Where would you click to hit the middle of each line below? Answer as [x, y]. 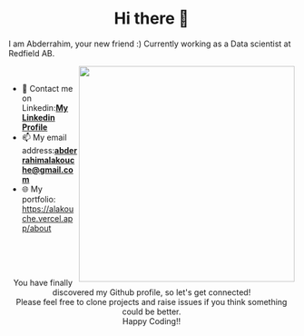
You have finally [43, 282]
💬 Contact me [47, 88]
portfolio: [39, 199]
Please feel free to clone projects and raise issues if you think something [152, 301]
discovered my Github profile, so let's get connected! [152, 292]
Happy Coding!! [152, 321]
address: [38, 150]
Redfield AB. [32, 53]
